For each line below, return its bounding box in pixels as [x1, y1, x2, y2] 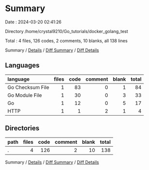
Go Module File [7, 92, 42, 99]
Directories [5, 124, 40, 133]
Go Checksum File [7, 84, 50, 90]
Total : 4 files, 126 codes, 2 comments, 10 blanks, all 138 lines [5, 37, 128, 44]
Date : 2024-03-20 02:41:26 [5, 19, 62, 25]
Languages [5, 61, 40, 69]
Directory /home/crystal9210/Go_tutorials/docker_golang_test [5, 28, 129, 34]
